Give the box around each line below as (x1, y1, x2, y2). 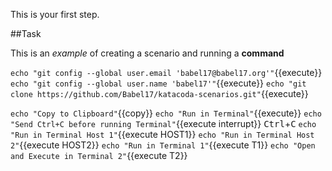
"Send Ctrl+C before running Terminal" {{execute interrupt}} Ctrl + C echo (10, 118, 317, 129)
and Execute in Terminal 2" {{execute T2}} (10, 150, 188, 161)
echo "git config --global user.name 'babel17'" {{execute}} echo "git (10, 77, 307, 89)
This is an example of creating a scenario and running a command (10, 47, 285, 59)
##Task (10, 28, 42, 39)
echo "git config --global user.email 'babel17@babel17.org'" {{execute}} (10, 67, 323, 78)
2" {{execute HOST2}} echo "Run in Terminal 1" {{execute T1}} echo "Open (10, 139, 316, 151)
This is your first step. (10, 9, 100, 20)
